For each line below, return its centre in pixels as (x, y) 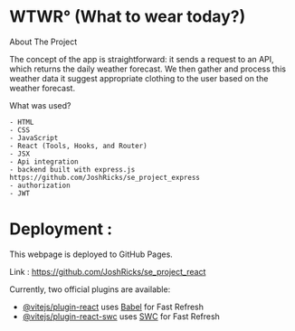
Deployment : (61, 229)
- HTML (22, 122)
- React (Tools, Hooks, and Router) (78, 146)
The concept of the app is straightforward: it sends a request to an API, (142, 59)
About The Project (43, 42)
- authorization (40, 185)
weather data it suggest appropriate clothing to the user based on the (139, 78)
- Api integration (44, 161)
